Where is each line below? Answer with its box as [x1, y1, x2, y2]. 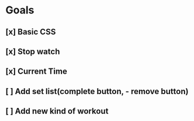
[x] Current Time [5, 67, 67, 77]
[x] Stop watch [5, 46, 60, 56]
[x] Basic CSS [5, 27, 56, 37]
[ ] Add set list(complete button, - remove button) [5, 86, 189, 96]
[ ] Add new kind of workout [5, 106, 109, 116]
